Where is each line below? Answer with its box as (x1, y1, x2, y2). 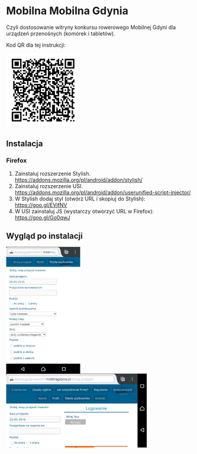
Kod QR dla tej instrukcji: (6, 41, 66, 48)
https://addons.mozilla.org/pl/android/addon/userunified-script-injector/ (14, 189, 191, 196)
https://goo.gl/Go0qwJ (14, 214, 70, 221)
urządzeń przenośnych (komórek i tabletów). (6, 30, 115, 37)
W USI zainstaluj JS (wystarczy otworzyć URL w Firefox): (14, 207, 154, 215)
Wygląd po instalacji (6, 231, 83, 241)
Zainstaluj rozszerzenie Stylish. (14, 170, 91, 177)
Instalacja (6, 139, 43, 149)
